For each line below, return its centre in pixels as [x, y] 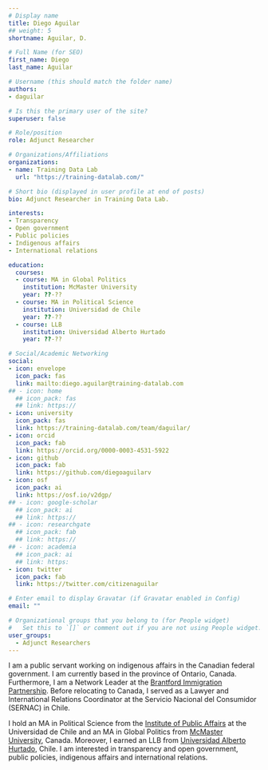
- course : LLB [39, 325]
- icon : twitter [35, 569]
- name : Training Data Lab [53, 170]
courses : [30, 273]
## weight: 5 [30, 30]
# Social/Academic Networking [59, 354]
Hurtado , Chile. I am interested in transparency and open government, [123, 749]
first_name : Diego [39, 60]
